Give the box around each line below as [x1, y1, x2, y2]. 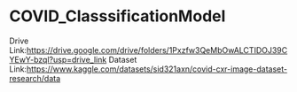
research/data [9, 73, 61, 83]
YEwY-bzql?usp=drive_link [9, 54, 107, 65]
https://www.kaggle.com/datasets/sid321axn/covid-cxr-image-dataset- [26, 64, 288, 74]
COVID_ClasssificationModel [9, 6, 226, 27]
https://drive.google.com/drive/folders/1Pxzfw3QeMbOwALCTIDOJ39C [26, 44, 288, 55]
